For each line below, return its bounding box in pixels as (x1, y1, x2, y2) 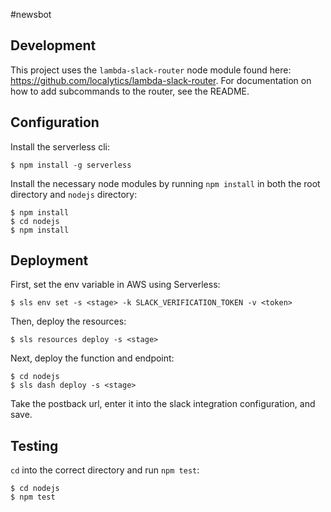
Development (10, 37, 97, 54)
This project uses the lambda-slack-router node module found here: (10, 64, 292, 76)
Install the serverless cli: (10, 140, 110, 153)
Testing (10, 437, 59, 454)
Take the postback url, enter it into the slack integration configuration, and (10, 398, 316, 410)
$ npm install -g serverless (10, 160, 132, 170)
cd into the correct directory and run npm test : (10, 464, 200, 476)
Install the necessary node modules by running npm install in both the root (10, 177, 321, 189)
